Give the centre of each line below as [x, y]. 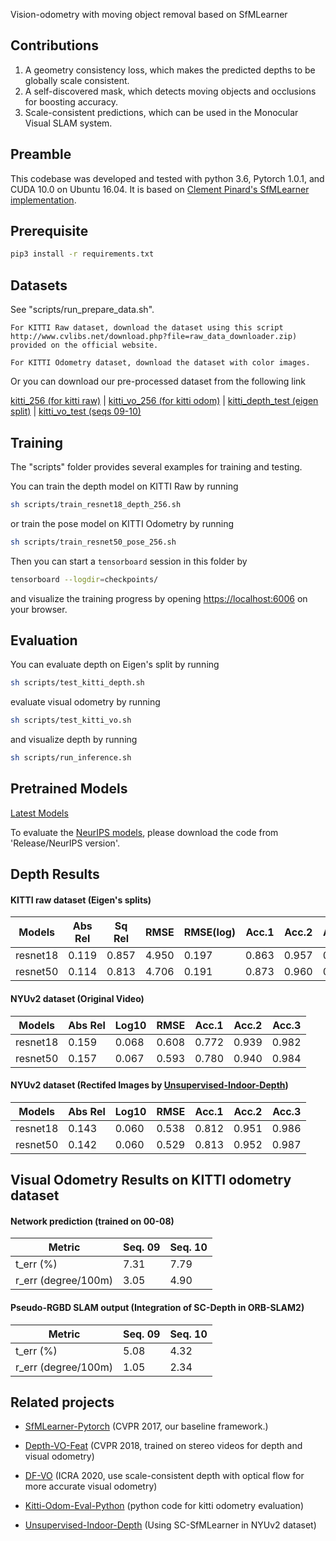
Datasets [39, 285]
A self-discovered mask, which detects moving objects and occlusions [170, 91]
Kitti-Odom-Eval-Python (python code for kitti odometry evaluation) [164, 1506]
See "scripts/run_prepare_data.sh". [82, 310]
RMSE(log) [210, 932]
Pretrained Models [69, 789]
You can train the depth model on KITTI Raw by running [124, 486]
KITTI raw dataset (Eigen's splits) [81, 900]
